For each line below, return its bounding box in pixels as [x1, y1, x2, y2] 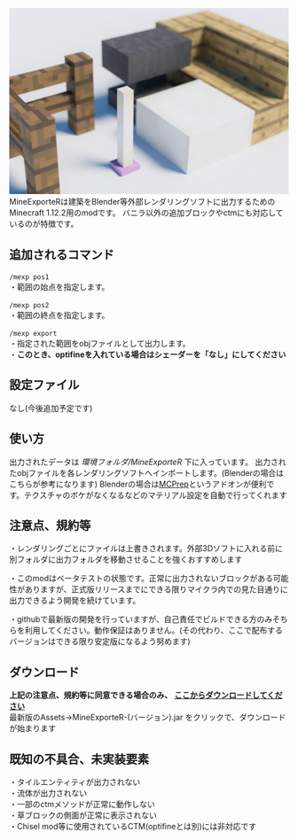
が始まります [9, 723, 56, 734]
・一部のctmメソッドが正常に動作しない [9, 799, 155, 810]
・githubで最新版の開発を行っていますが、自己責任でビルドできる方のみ [9, 614, 273, 625]
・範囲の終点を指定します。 [9, 309, 110, 320]
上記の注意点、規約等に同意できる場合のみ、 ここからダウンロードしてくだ [9, 690, 283, 701]
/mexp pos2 [9, 300, 50, 309]
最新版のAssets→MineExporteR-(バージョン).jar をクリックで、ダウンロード [9, 712, 286, 723]
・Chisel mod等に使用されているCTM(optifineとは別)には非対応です [9, 821, 257, 832]
